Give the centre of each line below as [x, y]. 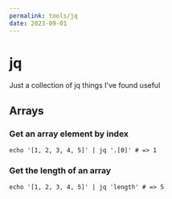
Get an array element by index [69, 134]
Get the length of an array [60, 171]
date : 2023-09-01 [38, 23]
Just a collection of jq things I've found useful [85, 85]
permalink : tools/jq [44, 16]
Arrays [27, 111]
